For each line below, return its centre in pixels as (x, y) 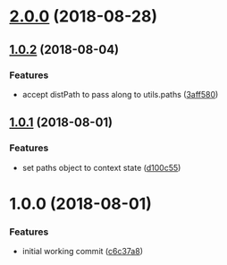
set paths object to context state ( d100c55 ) (101, 167)
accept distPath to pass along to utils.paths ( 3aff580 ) (120, 94)
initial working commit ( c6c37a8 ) (82, 252)
